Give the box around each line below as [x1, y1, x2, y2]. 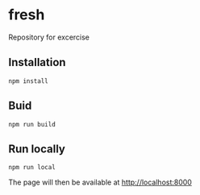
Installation [8, 56, 66, 69]
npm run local [8, 164, 56, 172]
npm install [8, 77, 48, 85]
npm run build [8, 120, 56, 128]
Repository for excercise [8, 32, 90, 42]
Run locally [8, 142, 66, 156]
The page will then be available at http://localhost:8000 [8, 177, 192, 187]
